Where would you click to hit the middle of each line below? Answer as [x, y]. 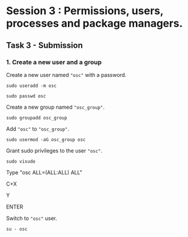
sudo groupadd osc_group [37, 118]
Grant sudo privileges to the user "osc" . [54, 150]
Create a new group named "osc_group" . [56, 107]
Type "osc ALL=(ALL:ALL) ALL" [44, 172]
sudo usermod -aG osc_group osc [46, 139]
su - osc [17, 229]
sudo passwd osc [26, 96]
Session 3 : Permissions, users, [85, 11]
